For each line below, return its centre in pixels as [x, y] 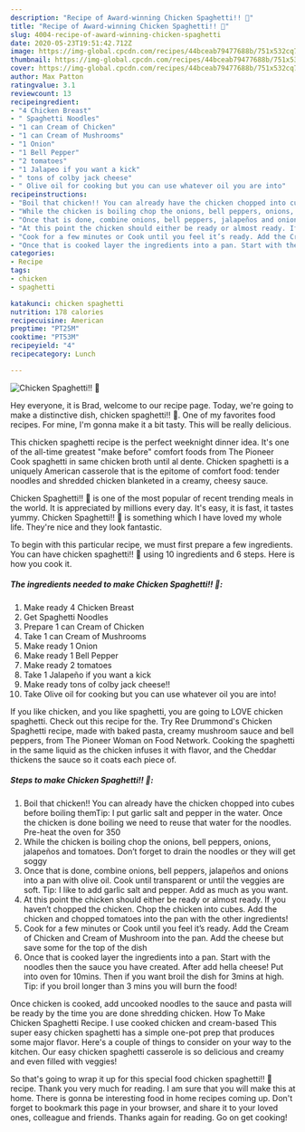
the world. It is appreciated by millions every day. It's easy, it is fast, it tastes [152, 507]
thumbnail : [31, 60]
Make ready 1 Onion [61, 646]
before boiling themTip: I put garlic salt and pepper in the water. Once [153, 812]
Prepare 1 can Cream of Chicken [84, 627]
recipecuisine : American [57, 321]
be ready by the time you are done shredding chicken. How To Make [138, 1013]
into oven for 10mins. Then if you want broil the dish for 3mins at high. [153, 976]
